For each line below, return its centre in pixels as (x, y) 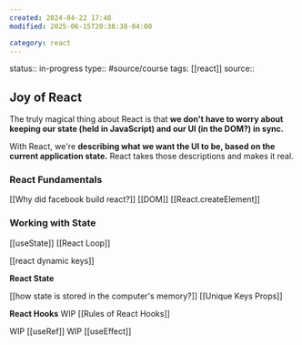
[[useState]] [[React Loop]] (60, 243)
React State (32, 278)
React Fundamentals (56, 180)
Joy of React (46, 97)
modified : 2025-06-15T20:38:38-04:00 (81, 26)
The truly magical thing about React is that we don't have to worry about (146, 119)
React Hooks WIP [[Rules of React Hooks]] (90, 313)
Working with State (53, 223)
